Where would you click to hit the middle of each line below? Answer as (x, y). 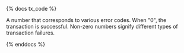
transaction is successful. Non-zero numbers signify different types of (92, 26)
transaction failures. (31, 33)
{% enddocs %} (26, 44)
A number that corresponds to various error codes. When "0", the (86, 20)
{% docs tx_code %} (31, 9)
